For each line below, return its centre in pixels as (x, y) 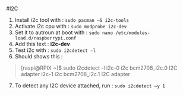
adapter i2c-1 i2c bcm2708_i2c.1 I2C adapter (75, 74)
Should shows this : (39, 56)
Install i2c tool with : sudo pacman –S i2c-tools (72, 20)
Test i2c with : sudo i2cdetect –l (55, 50)
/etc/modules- (133, 33)
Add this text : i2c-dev (42, 44)
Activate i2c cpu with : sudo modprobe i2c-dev (71, 26)
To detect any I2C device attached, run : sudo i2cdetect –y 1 (90, 86)
